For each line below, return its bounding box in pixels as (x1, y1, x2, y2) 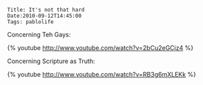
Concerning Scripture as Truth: (7, 57, 95, 65)
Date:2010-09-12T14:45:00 (7, 12, 81, 19)
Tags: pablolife (7, 19, 54, 25)
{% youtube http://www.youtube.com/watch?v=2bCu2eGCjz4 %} (7, 44, 194, 51)
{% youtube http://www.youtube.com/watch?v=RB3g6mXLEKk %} (7, 71, 197, 78)
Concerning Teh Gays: (7, 31, 71, 38)
